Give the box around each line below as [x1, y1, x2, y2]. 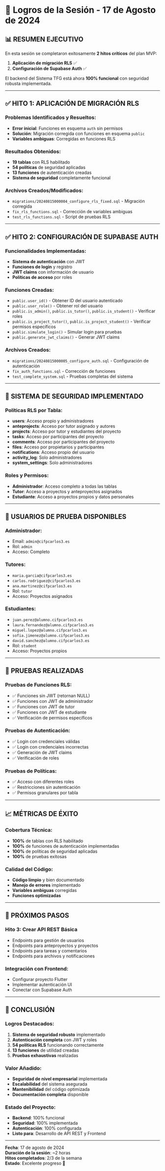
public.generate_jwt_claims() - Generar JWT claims [12, 334, 120, 340]
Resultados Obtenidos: [5, 148, 61, 155]
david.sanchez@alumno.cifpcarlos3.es [12, 638, 90, 643]
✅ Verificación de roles [12, 755, 59, 761]
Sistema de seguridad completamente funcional [12, 174, 111, 181]
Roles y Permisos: [5, 472, 49, 479]
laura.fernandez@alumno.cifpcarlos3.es [12, 622, 94, 628]
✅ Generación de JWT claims [12, 749, 72, 755]
